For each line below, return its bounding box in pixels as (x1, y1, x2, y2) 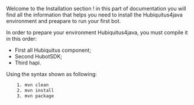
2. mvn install (17, 87, 54, 93)
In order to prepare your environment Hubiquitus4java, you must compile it (6, 29, 188, 36)
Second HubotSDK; (14, 53, 63, 60)
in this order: (6, 35, 37, 42)
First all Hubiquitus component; (14, 47, 92, 54)
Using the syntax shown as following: (6, 71, 98, 77)
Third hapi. (14, 59, 41, 66)
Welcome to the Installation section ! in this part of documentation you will (6, 5, 186, 12)
